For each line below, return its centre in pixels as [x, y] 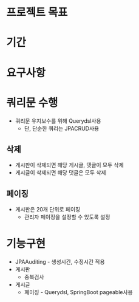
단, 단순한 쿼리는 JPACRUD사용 [62, 128]
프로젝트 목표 [37, 12]
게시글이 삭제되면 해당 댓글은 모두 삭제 [60, 173]
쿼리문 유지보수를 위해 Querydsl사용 [58, 121]
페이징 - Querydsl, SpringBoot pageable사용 [78, 292]
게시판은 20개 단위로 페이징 [48, 210]
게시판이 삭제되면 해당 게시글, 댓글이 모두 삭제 [69, 165]
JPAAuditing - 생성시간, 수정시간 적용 [60, 262]
